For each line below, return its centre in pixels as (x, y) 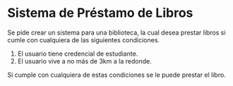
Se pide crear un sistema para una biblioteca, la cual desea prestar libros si (116, 32)
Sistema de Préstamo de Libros (100, 13)
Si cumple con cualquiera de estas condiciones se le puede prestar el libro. (116, 75)
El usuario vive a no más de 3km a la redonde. (84, 61)
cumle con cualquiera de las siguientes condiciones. (84, 39)
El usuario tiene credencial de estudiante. (78, 54)
